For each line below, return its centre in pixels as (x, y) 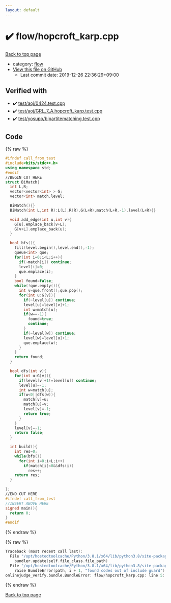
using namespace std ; (28, 168)
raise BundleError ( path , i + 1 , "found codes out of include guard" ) (90, 570)
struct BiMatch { (22, 182)
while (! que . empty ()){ (37, 286)
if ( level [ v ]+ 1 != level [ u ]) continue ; (58, 380)
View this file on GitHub (37, 69)
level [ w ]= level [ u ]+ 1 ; (47, 338)
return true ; (37, 414)
